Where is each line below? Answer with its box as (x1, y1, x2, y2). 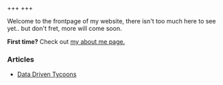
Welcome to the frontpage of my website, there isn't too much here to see (7, 17, 216, 25)
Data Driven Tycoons (16, 70, 77, 79)
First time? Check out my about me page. (7, 38, 126, 45)
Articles (7, 54, 34, 64)
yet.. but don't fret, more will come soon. (7, 25, 122, 32)
